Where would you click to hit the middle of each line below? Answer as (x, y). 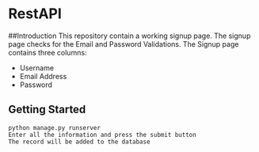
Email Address (43, 76)
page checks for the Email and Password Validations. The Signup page (124, 44)
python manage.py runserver (55, 127)
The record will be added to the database (79, 142)
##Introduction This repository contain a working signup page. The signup (129, 36)
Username (36, 67)
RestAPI (35, 14)
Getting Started (47, 110)
